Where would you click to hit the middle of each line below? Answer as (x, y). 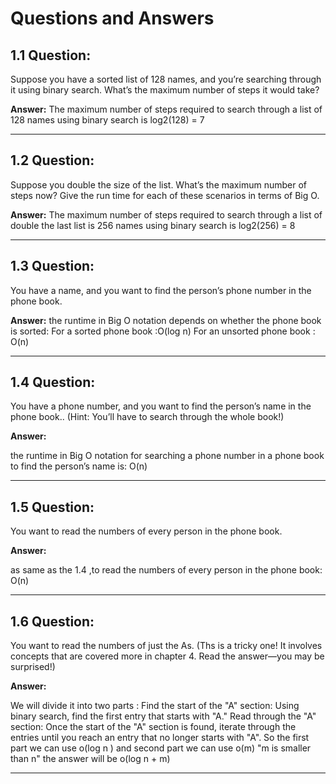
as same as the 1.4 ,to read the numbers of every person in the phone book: (166, 570)
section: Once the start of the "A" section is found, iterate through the (153, 727)
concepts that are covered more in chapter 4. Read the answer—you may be (167, 656)
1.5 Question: (52, 507)
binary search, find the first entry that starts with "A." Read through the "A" (163, 716)
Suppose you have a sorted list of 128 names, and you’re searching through (166, 79)
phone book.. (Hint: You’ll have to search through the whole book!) (147, 417)
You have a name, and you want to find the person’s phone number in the (161, 290)
